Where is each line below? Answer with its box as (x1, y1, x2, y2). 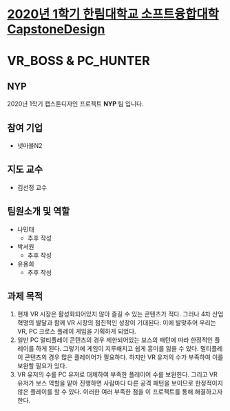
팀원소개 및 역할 (7, 205, 70, 218)
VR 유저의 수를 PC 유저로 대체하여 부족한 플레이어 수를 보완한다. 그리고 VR (17, 370, 218, 379)
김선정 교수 (17, 183, 48, 191)
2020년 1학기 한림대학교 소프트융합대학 (7, 6, 219, 22)
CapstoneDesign (7, 21, 105, 37)
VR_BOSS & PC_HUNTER (7, 53, 150, 69)
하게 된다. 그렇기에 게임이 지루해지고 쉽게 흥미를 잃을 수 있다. (35, 345, 199, 353)
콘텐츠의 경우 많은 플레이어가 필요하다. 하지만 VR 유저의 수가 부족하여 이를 (24, 353, 224, 361)
